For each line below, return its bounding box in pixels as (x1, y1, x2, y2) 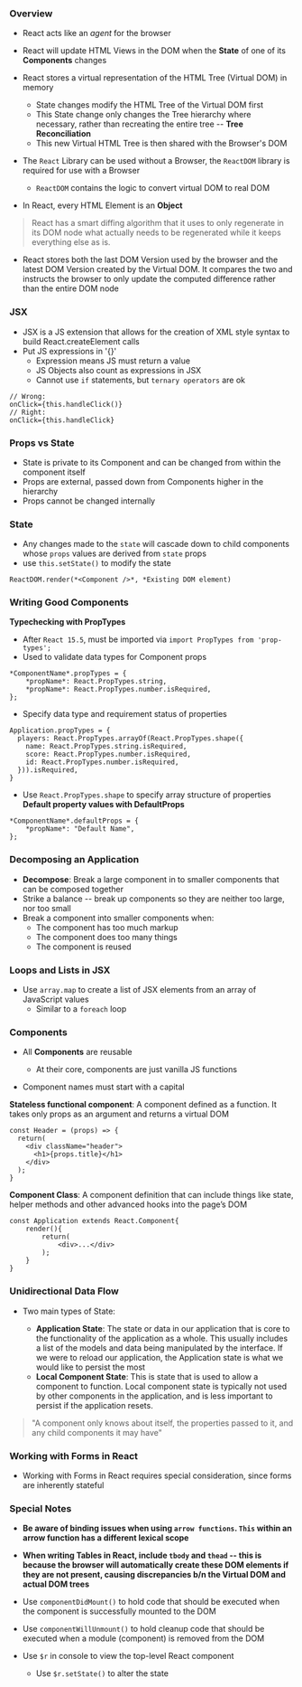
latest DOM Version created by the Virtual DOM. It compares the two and (22, 264, 293, 275)
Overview (9, 7, 53, 20)
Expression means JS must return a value (35, 355, 191, 366)
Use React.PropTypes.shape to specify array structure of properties (22, 789, 272, 800)
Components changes (22, 55, 107, 66)
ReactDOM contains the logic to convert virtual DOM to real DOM (35, 183, 270, 193)
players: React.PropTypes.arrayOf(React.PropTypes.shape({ (17, 734, 244, 743)
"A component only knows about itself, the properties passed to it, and (31, 1418, 294, 1428)
